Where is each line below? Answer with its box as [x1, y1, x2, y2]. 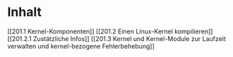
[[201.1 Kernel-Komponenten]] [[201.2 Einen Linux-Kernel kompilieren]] [7, 27, 213, 35]
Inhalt [7, 4, 42, 20]
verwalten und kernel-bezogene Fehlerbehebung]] [7, 42, 155, 50]
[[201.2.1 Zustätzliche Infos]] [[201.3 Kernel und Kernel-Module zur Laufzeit [7, 34, 226, 42]
